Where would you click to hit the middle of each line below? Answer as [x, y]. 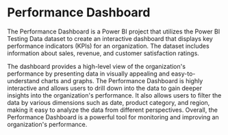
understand [23, 80]
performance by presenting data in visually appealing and [88, 74]
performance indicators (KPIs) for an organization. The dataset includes [109, 46]
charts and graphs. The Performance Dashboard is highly [122, 80]
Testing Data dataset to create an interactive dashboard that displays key [110, 38]
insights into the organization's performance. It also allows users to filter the [114, 95]
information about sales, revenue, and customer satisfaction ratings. [103, 53]
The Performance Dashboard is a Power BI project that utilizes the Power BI [114, 31]
